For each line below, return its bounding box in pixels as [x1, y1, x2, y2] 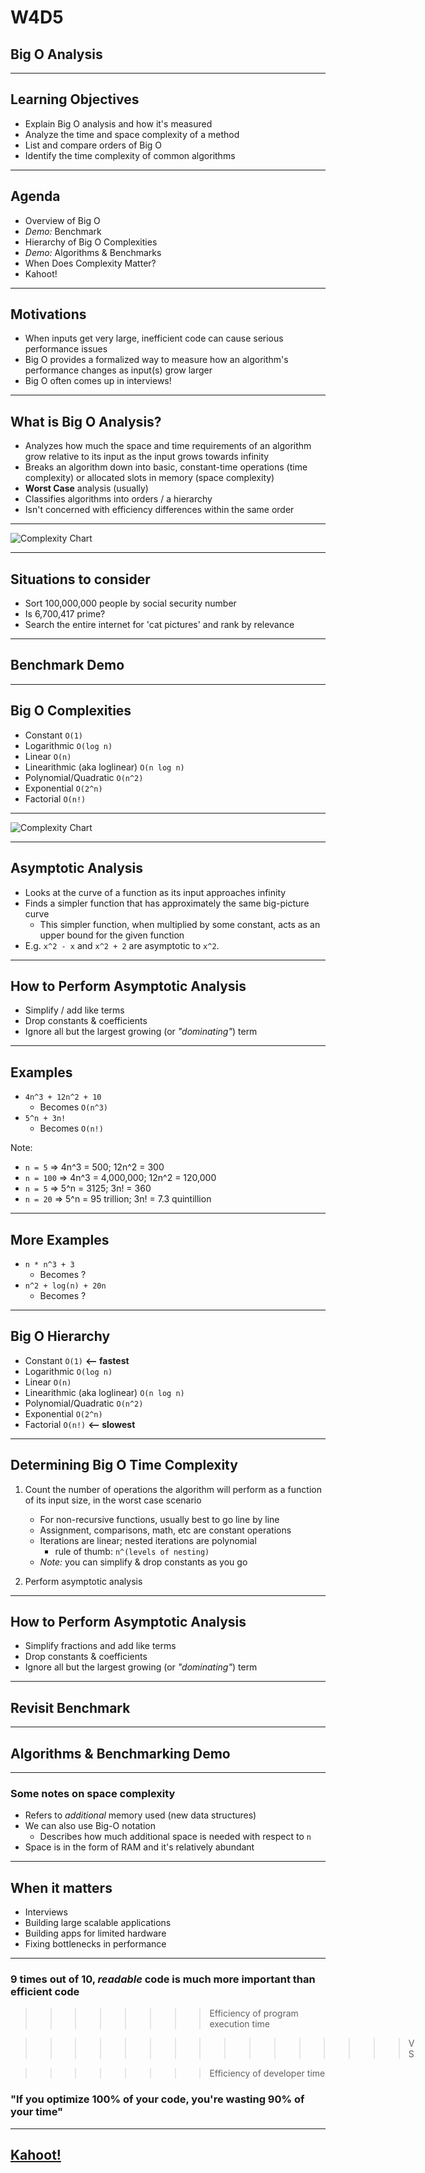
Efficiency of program [209, 2007, 299, 2020]
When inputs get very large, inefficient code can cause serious [24, 332, 284, 345]
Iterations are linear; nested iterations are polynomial [39, 1534, 257, 1546]
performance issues [24, 343, 108, 355]
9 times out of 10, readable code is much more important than [10, 1972, 316, 1986]
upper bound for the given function [39, 929, 185, 941]
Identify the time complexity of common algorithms [24, 149, 236, 161]
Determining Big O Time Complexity [10, 1457, 238, 1474]
